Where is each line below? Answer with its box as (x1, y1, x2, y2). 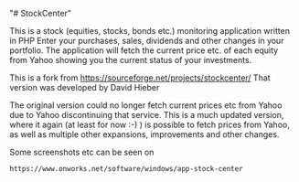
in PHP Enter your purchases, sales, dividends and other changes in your (9, 36, 284, 46)
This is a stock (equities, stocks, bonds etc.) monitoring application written (9, 26, 291, 36)
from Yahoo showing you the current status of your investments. (9, 55, 252, 65)
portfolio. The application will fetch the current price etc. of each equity (9, 45, 279, 56)
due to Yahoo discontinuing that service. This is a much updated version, (9, 110, 284, 120)
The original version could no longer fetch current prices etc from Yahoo (9, 100, 283, 111)
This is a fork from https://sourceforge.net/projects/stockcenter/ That (9, 72, 272, 83)
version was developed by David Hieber (9, 82, 160, 92)
